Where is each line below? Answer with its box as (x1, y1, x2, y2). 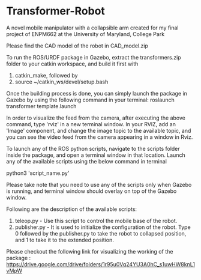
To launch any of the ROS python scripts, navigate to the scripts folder (6, 145, 180, 152)
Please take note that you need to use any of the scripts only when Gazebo (6, 181, 192, 188)
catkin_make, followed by (14, 72, 78, 79)
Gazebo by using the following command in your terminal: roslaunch (6, 96, 175, 103)
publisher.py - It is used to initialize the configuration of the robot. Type (14, 224, 191, 231)
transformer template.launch (6, 102, 77, 109)
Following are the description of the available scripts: (6, 205, 137, 213)
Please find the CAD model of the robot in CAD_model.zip (6, 42, 149, 49)
